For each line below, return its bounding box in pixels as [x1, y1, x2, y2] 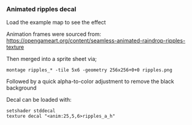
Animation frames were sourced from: [6, 30, 101, 38]
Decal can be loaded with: [6, 96, 72, 104]
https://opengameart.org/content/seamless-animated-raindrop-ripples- [6, 37, 186, 45]
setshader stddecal [6, 108, 56, 114]
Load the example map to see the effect [6, 19, 106, 26]
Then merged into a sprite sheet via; [6, 55, 97, 63]
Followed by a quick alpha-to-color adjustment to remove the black [6, 78, 174, 85]
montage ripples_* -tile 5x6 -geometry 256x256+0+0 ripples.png [6, 67, 173, 73]
